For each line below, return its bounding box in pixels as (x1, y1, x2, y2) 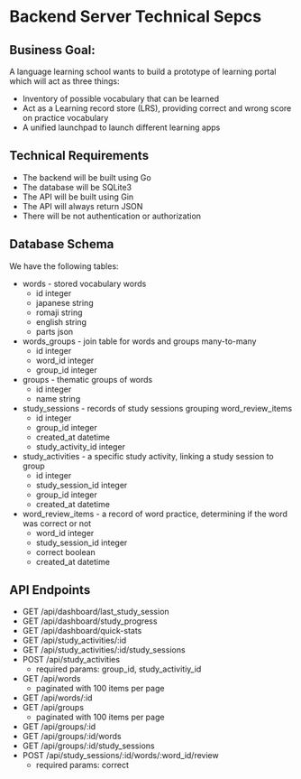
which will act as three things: (9, 76, 120, 87)
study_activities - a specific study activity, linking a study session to (22, 450, 275, 461)
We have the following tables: (9, 260, 119, 272)
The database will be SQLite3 (22, 181, 132, 192)
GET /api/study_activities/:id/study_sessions (22, 645, 187, 655)
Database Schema (9, 236, 114, 252)
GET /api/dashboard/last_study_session (22, 607, 169, 617)
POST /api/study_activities (22, 654, 120, 665)
